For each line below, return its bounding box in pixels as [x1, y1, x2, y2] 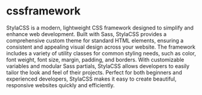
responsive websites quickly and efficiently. [6, 81, 115, 88]
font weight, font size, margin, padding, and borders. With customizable [6, 56, 185, 63]
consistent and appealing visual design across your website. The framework [6, 43, 196, 51]
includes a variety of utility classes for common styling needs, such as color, [6, 49, 197, 57]
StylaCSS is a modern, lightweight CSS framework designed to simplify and [6, 24, 194, 31]
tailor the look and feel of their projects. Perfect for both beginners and [6, 69, 183, 76]
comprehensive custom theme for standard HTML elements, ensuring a [6, 37, 184, 44]
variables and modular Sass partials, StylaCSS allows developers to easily [6, 62, 190, 70]
